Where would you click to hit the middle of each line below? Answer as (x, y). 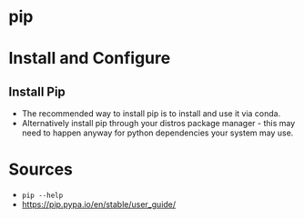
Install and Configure (90, 59)
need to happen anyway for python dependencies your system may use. (157, 133)
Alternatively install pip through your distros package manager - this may (158, 124)
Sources (41, 169)
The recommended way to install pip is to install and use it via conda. (151, 114)
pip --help (42, 196)
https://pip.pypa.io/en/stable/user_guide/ (99, 204)
